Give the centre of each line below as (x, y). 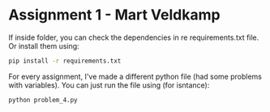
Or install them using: (44, 45)
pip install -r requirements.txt (65, 61)
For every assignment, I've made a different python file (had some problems (135, 76)
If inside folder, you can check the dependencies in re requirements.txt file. (134, 37)
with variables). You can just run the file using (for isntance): (109, 85)
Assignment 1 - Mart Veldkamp (114, 15)
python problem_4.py (43, 100)
